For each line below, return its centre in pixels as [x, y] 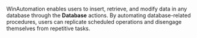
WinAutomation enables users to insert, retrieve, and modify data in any [97, 9]
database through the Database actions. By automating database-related [98, 15]
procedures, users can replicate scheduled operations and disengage [94, 22]
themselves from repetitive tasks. [48, 28]
